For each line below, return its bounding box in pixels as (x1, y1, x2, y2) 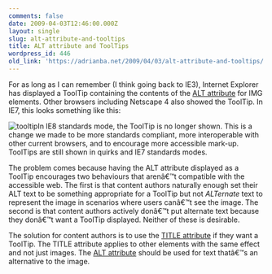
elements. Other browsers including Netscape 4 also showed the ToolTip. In (8, 97, 263, 107)
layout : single (8, 27, 60, 35)
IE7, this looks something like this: (8, 105, 121, 115)
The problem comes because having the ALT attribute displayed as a (8, 163, 239, 172)
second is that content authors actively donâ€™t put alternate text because (8, 206, 259, 215)
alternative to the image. (8, 256, 90, 266)
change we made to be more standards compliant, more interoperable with (8, 129, 259, 139)
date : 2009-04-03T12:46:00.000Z (8, 20, 118, 28)
